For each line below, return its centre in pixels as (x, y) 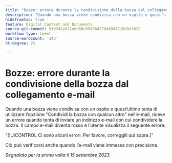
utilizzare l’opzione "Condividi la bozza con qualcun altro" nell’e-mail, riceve (85, 114)
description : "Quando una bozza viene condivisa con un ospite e (76, 15)
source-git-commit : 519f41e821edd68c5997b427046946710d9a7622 (73, 29)
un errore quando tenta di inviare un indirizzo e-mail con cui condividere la (84, 120)
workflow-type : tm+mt (28, 34)
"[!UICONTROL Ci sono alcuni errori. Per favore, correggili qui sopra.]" (79, 135)
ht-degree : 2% (20, 43)
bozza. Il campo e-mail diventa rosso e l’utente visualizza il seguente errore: (85, 125)
